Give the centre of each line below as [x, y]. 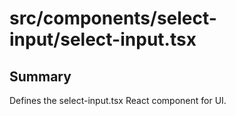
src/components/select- [113, 18]
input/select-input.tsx [103, 39]
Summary [40, 76]
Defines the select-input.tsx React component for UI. [118, 100]
